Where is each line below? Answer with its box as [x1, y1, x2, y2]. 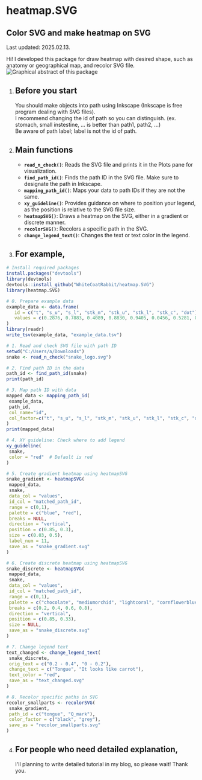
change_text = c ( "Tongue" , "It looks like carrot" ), [8, 667, 144, 673]
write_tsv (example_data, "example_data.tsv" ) [6, 332, 122, 338]
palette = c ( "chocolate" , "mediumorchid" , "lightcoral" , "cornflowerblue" [8, 599, 200, 606]
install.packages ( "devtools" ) [6, 270, 82, 277]
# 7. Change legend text [6, 644, 69, 650]
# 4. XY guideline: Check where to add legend [6, 437, 125, 444]
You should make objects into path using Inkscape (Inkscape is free [14, 101, 183, 109]
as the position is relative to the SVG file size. [23, 206, 136, 213]
